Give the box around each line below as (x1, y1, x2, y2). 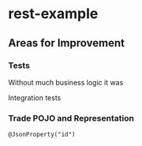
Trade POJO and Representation (8, 112, 134, 123)
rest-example (8, 5, 99, 23)
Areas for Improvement (8, 36, 125, 50)
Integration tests (8, 92, 62, 103)
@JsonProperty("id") (8, 131, 77, 139)
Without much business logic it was (8, 77, 124, 87)
